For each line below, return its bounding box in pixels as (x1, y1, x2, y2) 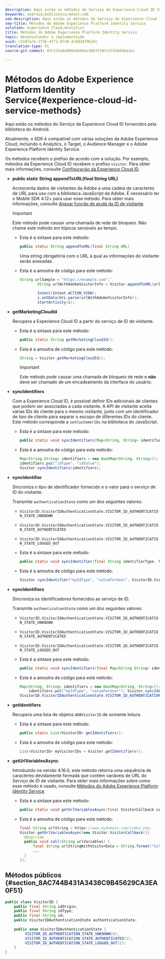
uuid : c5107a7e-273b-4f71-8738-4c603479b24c (5, 39, 98, 44)
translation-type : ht (5, 44, 50, 49)
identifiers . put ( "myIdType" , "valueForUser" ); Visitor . (28, 689, 145, 693)
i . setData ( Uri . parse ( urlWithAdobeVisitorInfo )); (37, 295, 139, 300)
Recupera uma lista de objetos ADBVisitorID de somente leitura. (12, 712, 141, 718)
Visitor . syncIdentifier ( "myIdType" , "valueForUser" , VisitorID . (19, 577, 154, 582)
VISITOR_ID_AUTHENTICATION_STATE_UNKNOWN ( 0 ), (25, 931, 120, 936)
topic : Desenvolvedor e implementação (5, 35, 84, 40)
